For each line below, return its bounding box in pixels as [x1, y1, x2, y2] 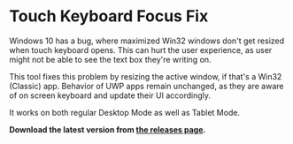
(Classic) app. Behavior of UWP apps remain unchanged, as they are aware [9, 80, 284, 91]
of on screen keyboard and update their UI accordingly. [9, 90, 211, 101]
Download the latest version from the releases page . [9, 124, 206, 134]
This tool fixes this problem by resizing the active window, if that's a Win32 [9, 71, 282, 81]
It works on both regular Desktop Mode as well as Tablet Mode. [9, 107, 241, 117]
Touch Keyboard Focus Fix [9, 6, 209, 27]
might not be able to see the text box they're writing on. [9, 54, 212, 64]
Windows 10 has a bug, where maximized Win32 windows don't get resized [9, 35, 285, 46]
